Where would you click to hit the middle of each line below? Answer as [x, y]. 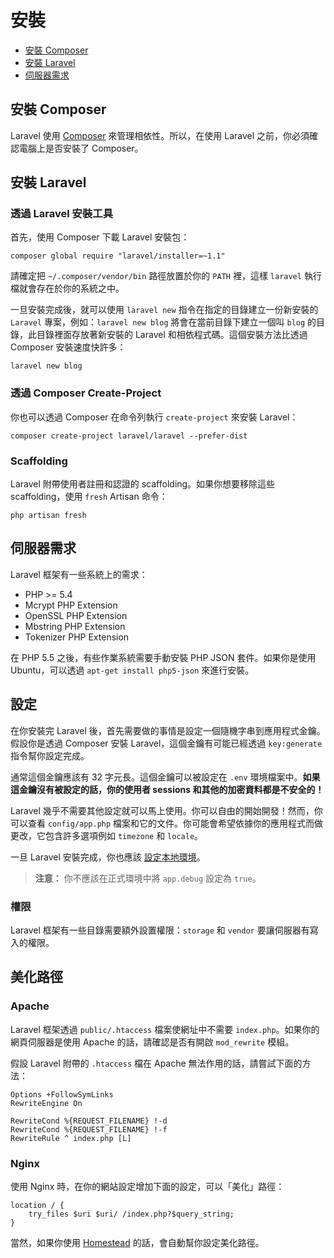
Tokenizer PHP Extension [77, 637]
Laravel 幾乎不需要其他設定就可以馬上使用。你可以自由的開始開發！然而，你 [166, 810]
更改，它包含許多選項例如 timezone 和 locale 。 [107, 835]
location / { [37, 1205]
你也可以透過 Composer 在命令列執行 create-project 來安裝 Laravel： [154, 417]
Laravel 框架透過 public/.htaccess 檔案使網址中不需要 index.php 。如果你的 [165, 1029]
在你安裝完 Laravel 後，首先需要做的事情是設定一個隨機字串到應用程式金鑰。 [168, 730]
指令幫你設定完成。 [50, 755]
